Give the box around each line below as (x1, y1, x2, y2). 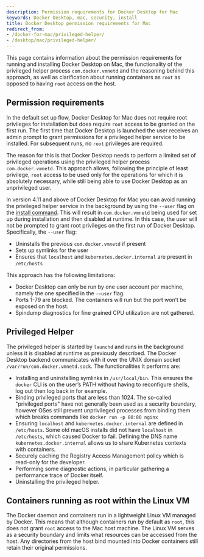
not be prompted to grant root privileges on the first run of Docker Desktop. (6, 221, 196, 229)
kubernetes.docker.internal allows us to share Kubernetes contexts (15, 439, 187, 446)
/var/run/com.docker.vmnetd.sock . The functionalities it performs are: (6, 362, 181, 370)
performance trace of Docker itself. (15, 471, 104, 479)
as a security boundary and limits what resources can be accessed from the (6, 531, 197, 539)
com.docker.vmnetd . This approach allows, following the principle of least (6, 164, 188, 171)
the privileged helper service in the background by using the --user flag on (6, 202, 195, 209)
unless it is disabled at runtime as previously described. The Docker (6, 349, 177, 357)
